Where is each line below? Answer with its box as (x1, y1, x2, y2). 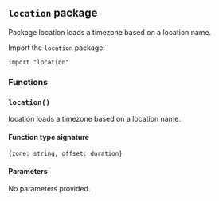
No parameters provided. (8, 184, 91, 194)
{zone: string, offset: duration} (8, 150, 123, 158)
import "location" (8, 58, 69, 66)
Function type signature (8, 132, 90, 141)
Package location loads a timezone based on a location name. (8, 27, 212, 37)
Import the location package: (8, 43, 106, 52)
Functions (8, 76, 48, 87)
